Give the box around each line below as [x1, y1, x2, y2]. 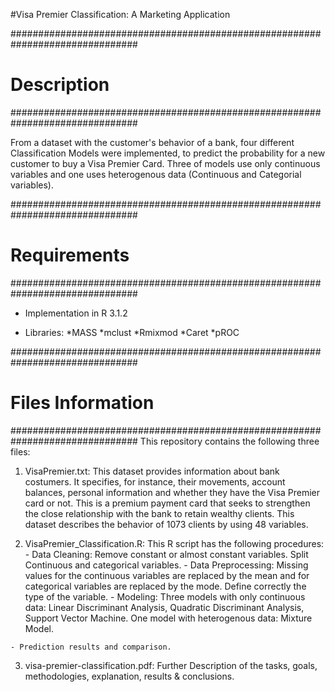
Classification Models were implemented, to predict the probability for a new [10, 147, 326, 159]
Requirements [10, 244, 130, 267]
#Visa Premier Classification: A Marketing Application [10, 9, 231, 20]
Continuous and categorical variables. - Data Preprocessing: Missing [24, 559, 309, 571]
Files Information [10, 392, 155, 414]
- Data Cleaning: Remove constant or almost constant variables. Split [24, 548, 309, 560]
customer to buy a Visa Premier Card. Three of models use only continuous [10, 157, 321, 169]
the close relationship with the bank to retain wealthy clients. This [24, 507, 295, 519]
